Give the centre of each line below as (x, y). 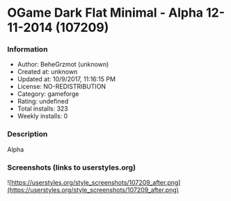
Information (27, 49)
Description (27, 134)
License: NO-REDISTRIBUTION (62, 87)
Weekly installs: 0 (42, 116)
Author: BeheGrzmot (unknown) (63, 65)
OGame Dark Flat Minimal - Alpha (105, 13)
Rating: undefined (43, 102)
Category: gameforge (48, 94)
